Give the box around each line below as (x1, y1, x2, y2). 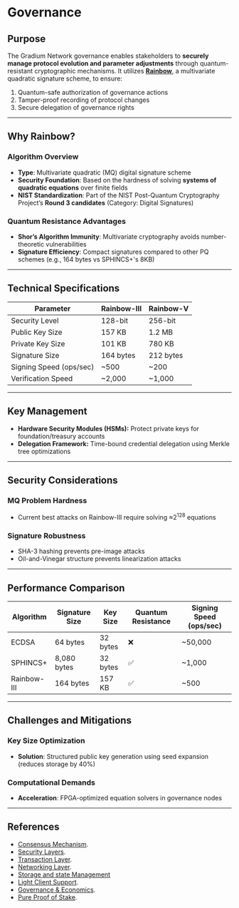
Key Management (7, 406, 87, 418)
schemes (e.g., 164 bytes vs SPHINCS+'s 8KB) (17, 254, 155, 264)
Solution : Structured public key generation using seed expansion (17, 752, 208, 760)
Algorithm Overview (7, 152, 79, 162)
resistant (7, 67, 33, 75)
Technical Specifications (7, 282, 120, 294)
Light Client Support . (17, 877, 79, 886)
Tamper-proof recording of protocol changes (17, 96, 150, 104)
